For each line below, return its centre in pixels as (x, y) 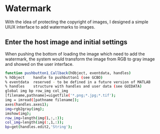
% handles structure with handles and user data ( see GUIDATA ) (73, 87)
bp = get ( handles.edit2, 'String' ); (39, 127)
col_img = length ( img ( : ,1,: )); (34, 122)
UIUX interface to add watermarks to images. (50, 27)
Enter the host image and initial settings (66, 42)
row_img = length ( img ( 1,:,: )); (34, 118)
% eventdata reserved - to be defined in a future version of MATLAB (78, 82)
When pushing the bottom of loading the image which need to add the (75, 54)
